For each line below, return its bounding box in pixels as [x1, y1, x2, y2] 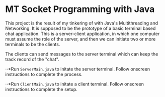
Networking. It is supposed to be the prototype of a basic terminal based [5, 25, 156, 31]
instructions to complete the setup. [5, 86, 78, 92]
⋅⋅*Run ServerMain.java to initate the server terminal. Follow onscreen [5, 66, 150, 72]
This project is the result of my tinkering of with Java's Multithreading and [5, 20, 158, 26]
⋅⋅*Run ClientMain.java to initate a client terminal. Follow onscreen [5, 81, 144, 87]
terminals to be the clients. [5, 41, 60, 47]
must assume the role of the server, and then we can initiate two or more [5, 36, 156, 42]
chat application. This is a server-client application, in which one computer [5, 30, 160, 36]
